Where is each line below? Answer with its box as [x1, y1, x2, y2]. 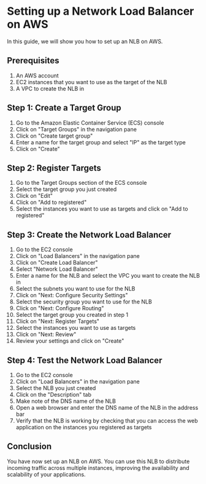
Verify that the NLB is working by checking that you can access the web [15, 417, 198, 424]
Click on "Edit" [15, 192, 53, 200]
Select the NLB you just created [15, 384, 96, 391]
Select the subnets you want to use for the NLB [15, 285, 135, 292]
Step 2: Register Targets [7, 163, 102, 173]
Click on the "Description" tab [15, 391, 91, 398]
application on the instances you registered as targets [15, 424, 152, 431]
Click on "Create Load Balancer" [15, 259, 98, 267]
